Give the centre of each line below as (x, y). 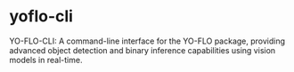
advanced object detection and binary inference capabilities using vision (143, 50)
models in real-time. (46, 60)
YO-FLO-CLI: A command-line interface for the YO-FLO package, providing (147, 41)
